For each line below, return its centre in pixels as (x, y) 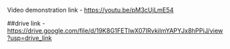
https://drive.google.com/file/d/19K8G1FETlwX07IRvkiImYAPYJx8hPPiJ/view (115, 31)
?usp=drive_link (30, 38)
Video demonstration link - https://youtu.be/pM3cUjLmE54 (91, 10)
